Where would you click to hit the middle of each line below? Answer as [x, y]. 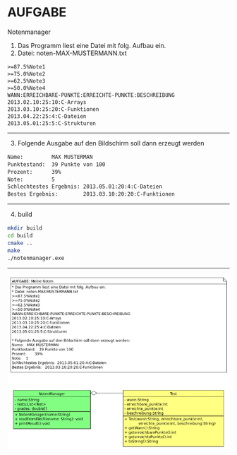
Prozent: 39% [34, 172]
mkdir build [25, 228]
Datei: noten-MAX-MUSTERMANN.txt [72, 53]
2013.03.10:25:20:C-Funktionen [53, 109]
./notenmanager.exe [36, 258]
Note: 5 [31, 179]
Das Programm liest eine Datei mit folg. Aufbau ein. [92, 45]
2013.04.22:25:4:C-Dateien [47, 116]
